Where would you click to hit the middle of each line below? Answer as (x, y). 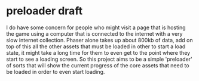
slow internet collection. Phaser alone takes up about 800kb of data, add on (99, 40)
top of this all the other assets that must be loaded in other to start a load (96, 46)
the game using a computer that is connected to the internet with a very (94, 33)
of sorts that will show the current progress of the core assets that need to (98, 65)
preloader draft (44, 11)
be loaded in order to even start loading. (56, 71)
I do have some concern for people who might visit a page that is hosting (96, 27)
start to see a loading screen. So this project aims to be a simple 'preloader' (99, 59)
